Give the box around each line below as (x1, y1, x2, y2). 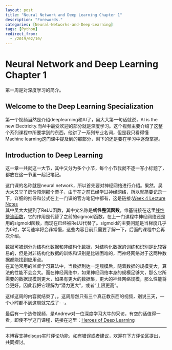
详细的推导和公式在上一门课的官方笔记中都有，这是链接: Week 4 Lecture (14, 195, 166, 201)
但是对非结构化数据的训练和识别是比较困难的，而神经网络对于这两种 (18, 250, 162, 256)
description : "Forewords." (5, 17, 63, 22)
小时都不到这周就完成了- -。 (9, 300, 69, 306)
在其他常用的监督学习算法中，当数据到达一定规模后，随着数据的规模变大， (5, 263, 162, 269)
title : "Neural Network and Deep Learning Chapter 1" (5, 12, 123, 17)
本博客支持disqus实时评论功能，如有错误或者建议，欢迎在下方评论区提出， (5, 333, 163, 339)
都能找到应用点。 (9, 256, 46, 263)
